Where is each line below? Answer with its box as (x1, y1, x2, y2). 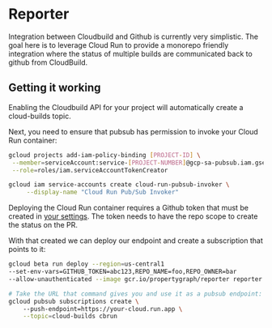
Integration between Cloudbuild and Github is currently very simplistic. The (8, 32, 259, 41)
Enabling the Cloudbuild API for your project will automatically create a (8, 102, 244, 112)
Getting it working (8, 81, 101, 95)
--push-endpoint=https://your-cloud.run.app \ (23, 305, 183, 313)
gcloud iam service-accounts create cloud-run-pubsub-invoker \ (8, 181, 230, 189)
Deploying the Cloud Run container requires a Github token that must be (8, 203, 249, 213)
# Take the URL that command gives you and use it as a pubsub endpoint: (8, 289, 263, 298)
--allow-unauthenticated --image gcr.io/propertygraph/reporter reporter (8, 275, 263, 283)
